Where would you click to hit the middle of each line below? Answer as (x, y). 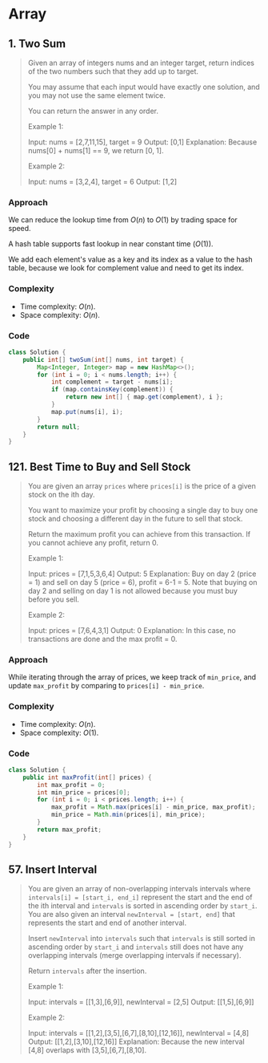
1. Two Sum (37, 44)
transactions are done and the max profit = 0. (102, 639)
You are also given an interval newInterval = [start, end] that (131, 915)
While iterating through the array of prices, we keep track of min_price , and (132, 677)
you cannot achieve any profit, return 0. (93, 543)
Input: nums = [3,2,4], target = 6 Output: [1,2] (102, 182)
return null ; (59, 427)
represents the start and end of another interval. (107, 923)
